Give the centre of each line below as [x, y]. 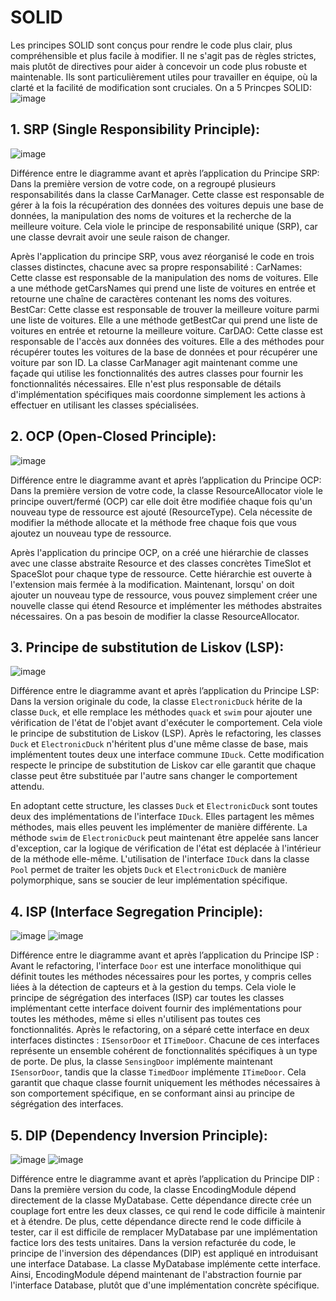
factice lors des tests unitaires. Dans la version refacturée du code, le [153, 1242]
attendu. [27, 787]
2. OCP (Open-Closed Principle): [113, 436]
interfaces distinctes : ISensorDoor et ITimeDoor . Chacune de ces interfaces [165, 1040]
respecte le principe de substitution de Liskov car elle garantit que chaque [163, 765]
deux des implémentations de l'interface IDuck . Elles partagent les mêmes [162, 817]
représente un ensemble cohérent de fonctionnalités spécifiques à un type [164, 1051]
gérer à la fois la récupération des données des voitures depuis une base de [167, 205]
